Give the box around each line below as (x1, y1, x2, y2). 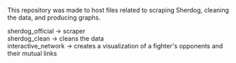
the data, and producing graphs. (7, 13, 101, 22)
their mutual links (7, 49, 58, 57)
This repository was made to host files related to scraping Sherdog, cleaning (7, 6, 230, 14)
